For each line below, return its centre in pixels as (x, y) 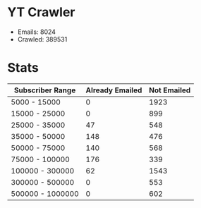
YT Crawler (41, 12)
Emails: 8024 (37, 32)
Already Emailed (114, 90)
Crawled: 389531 (42, 39)
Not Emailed (170, 90)
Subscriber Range (45, 90)
